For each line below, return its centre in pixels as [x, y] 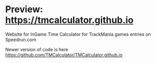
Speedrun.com [21, 40]
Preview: [24, 9]
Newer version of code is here [37, 49]
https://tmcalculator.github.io [69, 20]
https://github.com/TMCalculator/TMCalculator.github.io [64, 55]
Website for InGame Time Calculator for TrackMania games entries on [78, 34]
